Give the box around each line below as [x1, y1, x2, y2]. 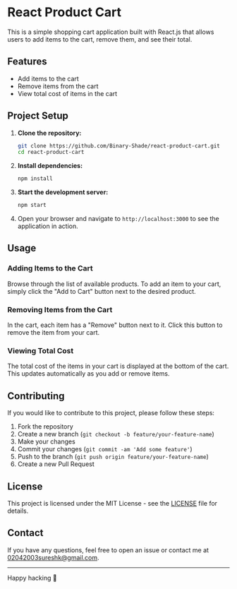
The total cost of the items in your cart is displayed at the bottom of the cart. [7, 362, 229, 371]
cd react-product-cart [17, 149, 85, 156]
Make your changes [17, 437, 75, 446]
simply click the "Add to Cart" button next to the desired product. [7, 287, 196, 295]
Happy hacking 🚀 [7, 573, 58, 582]
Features [7, 56, 47, 68]
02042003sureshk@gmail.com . [7, 553, 100, 561]
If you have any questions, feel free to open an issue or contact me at [7, 545, 209, 554]
